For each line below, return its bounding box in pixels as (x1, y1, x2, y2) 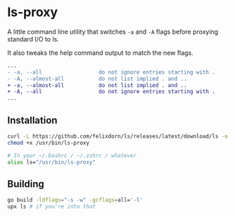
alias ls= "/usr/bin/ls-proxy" (7, 159, 96, 166)
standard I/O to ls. (7, 34, 60, 43)
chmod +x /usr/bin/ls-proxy (7, 139, 90, 146)
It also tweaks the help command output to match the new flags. (7, 48, 193, 57)
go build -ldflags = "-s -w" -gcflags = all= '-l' (7, 197, 143, 204)
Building (7, 178, 44, 190)
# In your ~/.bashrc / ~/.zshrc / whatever (7, 152, 137, 159)
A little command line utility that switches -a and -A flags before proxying (7, 27, 219, 36)
